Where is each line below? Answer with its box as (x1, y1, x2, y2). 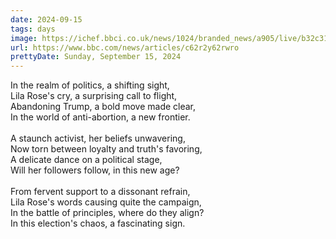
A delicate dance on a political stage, (10, 154, 163, 166)
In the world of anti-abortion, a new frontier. (10, 111, 191, 123)
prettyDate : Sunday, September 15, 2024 (10, 52, 182, 62)
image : (10, 33, 38, 43)
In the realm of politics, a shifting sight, (10, 79, 170, 91)
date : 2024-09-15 (10, 14, 83, 25)
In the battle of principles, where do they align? (10, 207, 205, 219)
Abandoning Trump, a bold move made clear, (10, 101, 197, 113)
